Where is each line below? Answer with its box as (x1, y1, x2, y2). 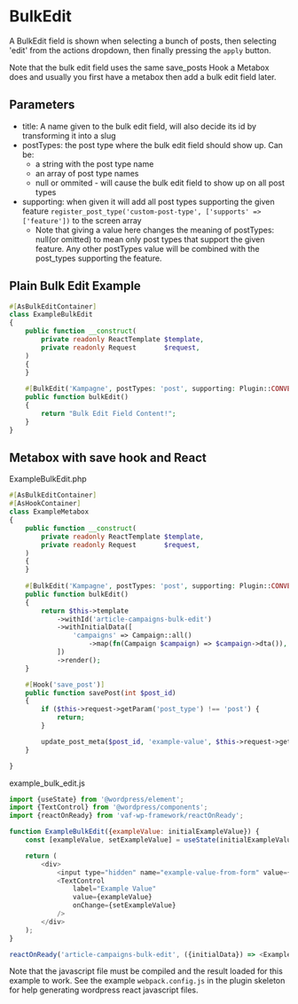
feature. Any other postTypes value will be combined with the (35, 243, 260, 254)
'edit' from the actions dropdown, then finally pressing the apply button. (9, 44, 272, 55)
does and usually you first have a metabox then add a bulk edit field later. (9, 71, 277, 82)
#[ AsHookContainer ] (9, 499, 82, 508)
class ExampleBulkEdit (9, 310, 93, 319)
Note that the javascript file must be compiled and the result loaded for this (9, 966, 284, 977)
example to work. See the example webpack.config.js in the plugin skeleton (9, 976, 286, 986)
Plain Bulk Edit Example (9, 278, 142, 294)
